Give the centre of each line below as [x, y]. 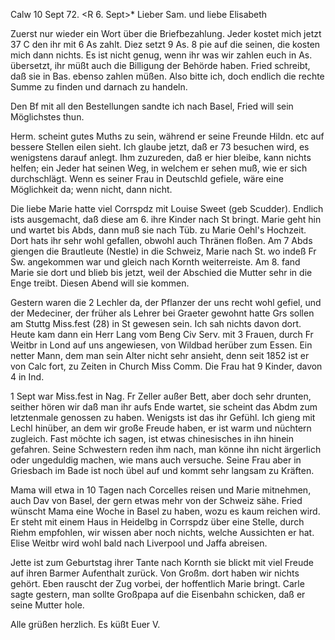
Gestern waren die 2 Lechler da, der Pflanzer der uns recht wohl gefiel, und [166, 302]
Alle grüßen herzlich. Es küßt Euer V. [85, 624]
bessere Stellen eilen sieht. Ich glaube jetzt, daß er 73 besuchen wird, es [160, 147]
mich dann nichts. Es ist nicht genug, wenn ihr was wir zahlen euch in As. [161, 55]
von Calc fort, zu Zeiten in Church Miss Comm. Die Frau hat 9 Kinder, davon [166, 366]
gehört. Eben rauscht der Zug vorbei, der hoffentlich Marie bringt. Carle [157, 583]
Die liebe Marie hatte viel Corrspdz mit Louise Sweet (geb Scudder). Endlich [167, 208]
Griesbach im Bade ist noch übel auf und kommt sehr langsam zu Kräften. [162, 470]
